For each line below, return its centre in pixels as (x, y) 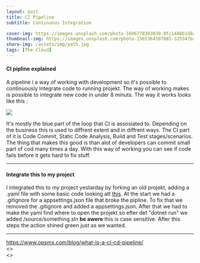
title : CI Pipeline (30, 17)
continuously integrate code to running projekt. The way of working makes (98, 88)
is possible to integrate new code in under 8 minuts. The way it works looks (99, 95)
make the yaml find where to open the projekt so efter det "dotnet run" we (97, 213)
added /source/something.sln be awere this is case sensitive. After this (93, 219)
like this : (17, 101)
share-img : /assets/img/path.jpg (48, 45)
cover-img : (20, 33)
